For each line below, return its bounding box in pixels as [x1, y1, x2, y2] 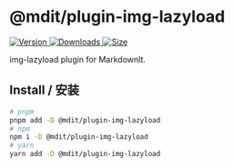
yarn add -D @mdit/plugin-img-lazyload [9, 150, 161, 159]
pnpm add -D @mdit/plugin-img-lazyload [9, 115, 161, 124]
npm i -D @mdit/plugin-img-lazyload [9, 133, 148, 142]
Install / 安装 [9, 83, 80, 98]
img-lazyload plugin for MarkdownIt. [9, 54, 147, 64]
